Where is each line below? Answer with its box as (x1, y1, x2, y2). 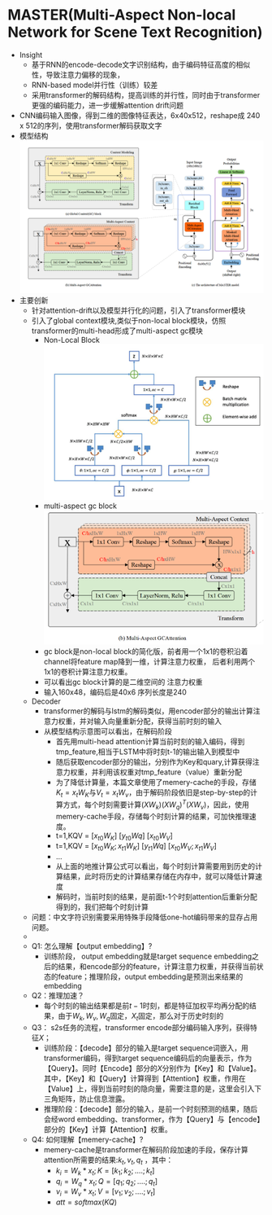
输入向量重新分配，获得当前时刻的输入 (93, 717, 222, 726)
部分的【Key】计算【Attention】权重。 (43, 1125, 172, 1134)
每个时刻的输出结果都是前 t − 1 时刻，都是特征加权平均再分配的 (43, 1001, 249, 1011)
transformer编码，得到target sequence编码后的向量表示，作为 (43, 1053, 253, 1064)
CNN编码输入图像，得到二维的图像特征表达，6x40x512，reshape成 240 (19, 110, 261, 120)
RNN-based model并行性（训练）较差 (31, 80, 158, 90)
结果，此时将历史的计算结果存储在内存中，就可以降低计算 (63, 871, 256, 881)
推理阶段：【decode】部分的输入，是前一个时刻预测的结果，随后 (43, 1104, 258, 1114)
